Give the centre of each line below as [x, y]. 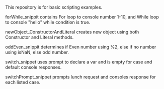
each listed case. [23, 82]
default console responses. [33, 67]
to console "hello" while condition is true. [48, 22]
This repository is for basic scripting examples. [54, 7]
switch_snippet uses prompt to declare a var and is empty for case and [79, 62]
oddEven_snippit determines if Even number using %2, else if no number [81, 47]
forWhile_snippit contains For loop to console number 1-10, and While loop [82, 17]
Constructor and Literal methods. [39, 37]
